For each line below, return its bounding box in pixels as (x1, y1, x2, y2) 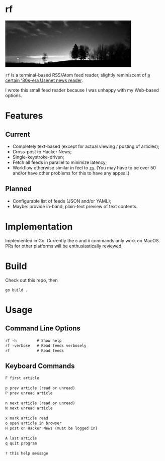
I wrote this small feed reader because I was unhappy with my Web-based (5, 87, 159, 93)
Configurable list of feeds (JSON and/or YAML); (12, 198, 112, 204)
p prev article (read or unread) (5, 386, 75, 391)
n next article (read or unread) (5, 401, 75, 406)
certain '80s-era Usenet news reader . (5, 77, 83, 83)
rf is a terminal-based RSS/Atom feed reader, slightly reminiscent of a (5, 72, 150, 78)
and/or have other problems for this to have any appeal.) (12, 170, 130, 176)
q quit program (5, 441, 37, 446)
